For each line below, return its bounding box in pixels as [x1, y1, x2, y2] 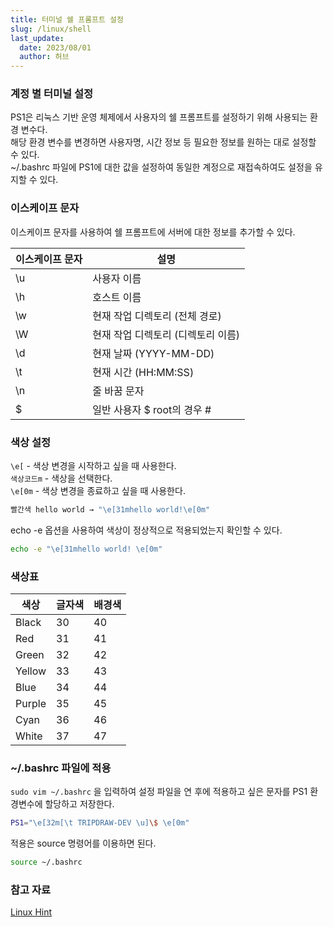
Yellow [15, 664, 47, 678]
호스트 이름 [92, 290, 142, 304]
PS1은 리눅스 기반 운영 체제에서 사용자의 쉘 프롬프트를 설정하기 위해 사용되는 [10, 111, 308, 123]
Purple [15, 697, 47, 711]
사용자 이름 [92, 271, 142, 285]
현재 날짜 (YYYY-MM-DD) [92, 346, 215, 360]
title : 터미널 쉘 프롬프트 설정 [10, 14, 124, 25]
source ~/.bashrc [10, 857, 83, 868]
